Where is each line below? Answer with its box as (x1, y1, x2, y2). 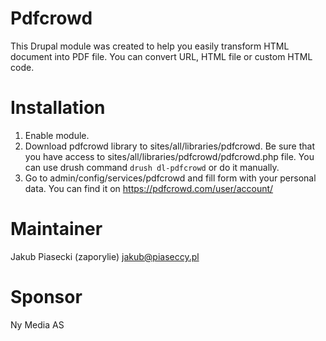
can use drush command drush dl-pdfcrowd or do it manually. (24, 161, 280, 173)
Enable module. (24, 129, 90, 141)
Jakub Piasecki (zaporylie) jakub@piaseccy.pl (10, 250, 200, 262)
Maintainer (10, 218, 103, 241)
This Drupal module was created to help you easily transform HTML (10, 40, 290, 52)
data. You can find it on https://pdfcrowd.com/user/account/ (24, 182, 274, 194)
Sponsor (10, 286, 83, 308)
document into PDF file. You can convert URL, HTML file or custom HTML (10, 50, 313, 62)
